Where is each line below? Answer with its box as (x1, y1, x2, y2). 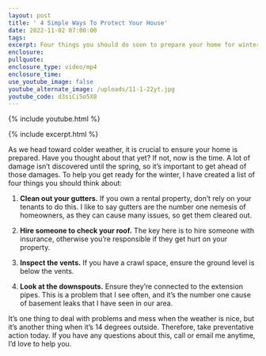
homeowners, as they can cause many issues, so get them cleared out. (19, 210, 252, 220)
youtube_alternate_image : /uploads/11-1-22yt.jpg (8, 85, 176, 93)
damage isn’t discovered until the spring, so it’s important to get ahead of (8, 161, 247, 171)
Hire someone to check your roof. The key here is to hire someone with (19, 226, 255, 236)
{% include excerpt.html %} (8, 130, 99, 139)
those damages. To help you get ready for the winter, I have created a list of (8, 170, 256, 180)
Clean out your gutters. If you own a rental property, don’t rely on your (19, 194, 252, 203)
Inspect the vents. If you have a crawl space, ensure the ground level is (19, 258, 255, 267)
